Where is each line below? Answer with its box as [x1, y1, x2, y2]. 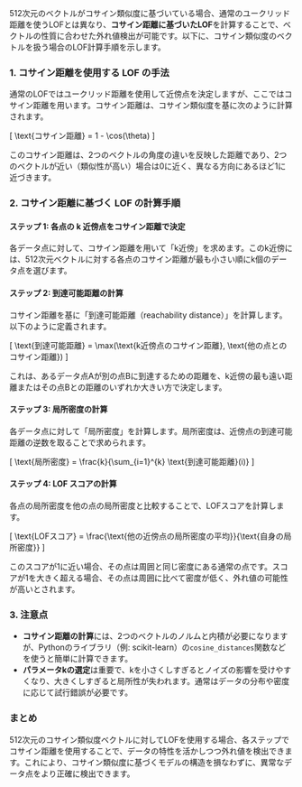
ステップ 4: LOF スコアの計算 [9, 478, 117, 489]
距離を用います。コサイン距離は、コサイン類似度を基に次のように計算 [32, 100, 293, 111]
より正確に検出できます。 [40, 768, 135, 779]
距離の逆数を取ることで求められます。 [9, 437, 151, 448]
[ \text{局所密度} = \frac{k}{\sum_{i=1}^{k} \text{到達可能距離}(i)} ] [9, 456, 255, 467]
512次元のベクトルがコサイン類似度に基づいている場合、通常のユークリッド [9, 8, 291, 18]
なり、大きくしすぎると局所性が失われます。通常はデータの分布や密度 [30, 676, 290, 687]
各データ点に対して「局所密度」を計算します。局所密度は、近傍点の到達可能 [9, 425, 293, 436]
